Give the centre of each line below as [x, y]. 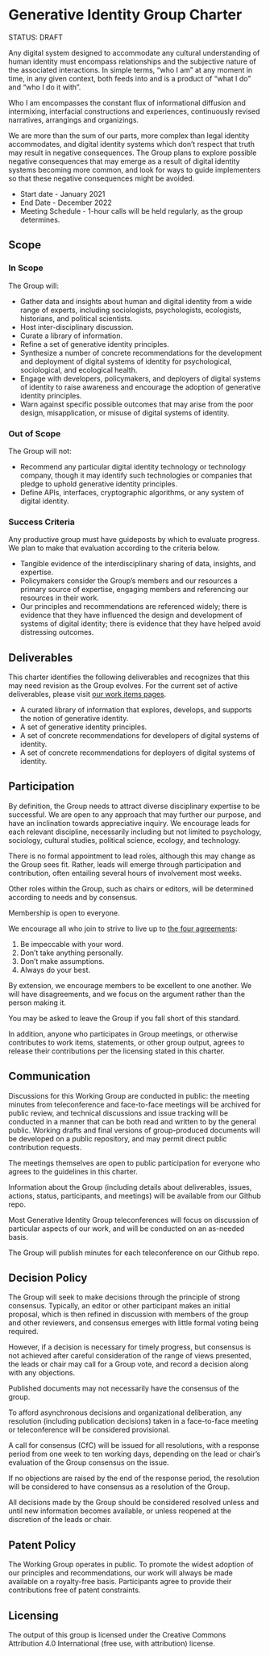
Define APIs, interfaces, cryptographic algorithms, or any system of [132, 492]
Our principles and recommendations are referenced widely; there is [133, 607]
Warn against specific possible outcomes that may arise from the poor [137, 404]
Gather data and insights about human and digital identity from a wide [136, 301]
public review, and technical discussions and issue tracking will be [118, 1113]
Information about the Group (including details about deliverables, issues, [130, 1187]
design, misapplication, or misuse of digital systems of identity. [125, 412]
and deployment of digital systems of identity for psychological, [126, 361]
